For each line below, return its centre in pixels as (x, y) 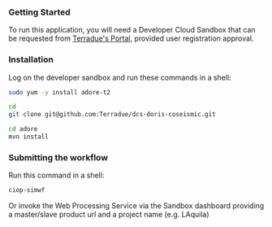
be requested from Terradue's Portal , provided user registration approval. (131, 38)
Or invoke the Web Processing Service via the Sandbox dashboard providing (136, 206)
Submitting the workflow (58, 157)
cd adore (23, 129)
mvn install (28, 137)
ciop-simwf (27, 190)
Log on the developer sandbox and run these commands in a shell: (120, 77)
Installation (31, 59)
